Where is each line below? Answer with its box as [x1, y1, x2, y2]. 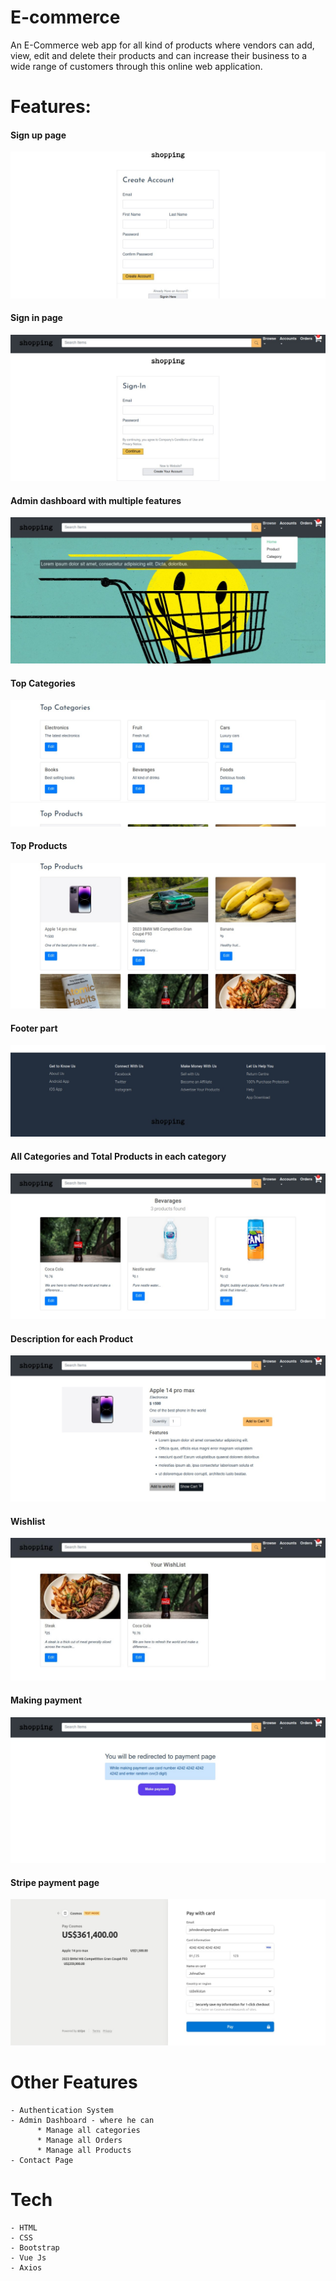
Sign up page [10, 129, 67, 141]
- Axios [10, 2262, 43, 2273]
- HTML [10, 2222, 38, 2233]
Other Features [10, 2071, 138, 2094]
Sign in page [10, 312, 63, 324]
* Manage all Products [36, 2145, 132, 2155]
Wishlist [10, 1515, 46, 1527]
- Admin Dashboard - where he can [10, 2115, 155, 2125]
